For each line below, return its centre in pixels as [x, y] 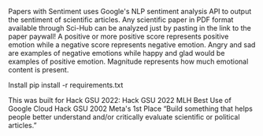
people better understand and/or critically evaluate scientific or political [124, 117]
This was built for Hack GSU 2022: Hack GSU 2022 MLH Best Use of [120, 100]
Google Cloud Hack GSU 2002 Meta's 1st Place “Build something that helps [131, 108]
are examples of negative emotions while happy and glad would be [117, 53]
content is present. [39, 70]
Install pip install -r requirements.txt [66, 85]
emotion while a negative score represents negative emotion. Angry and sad [132, 45]
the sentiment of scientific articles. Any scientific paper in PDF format [121, 20]
